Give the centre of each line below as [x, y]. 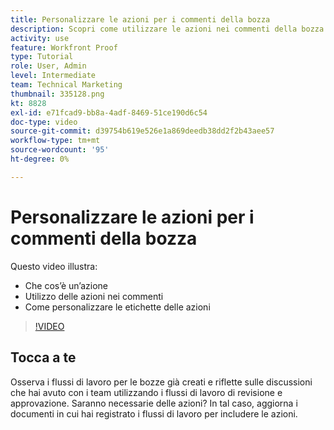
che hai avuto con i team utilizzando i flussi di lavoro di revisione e [146, 392]
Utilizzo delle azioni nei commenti [94, 296]
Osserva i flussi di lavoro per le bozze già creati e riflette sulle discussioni [161, 382]
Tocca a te [43, 357]
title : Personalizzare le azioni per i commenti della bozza [140, 19]
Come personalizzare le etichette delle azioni [117, 307]
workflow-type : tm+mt [55, 141]
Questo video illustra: [54, 266]
